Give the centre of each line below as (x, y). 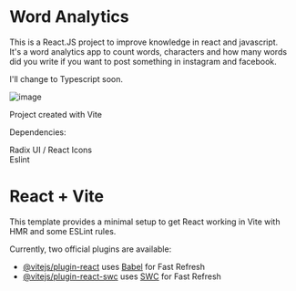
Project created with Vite (56, 114)
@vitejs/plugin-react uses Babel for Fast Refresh (114, 266)
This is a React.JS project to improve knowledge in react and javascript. (144, 42)
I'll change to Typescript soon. (66, 78)
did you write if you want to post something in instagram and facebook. (143, 61)
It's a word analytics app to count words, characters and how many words (148, 51)
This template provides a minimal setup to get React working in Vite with (145, 222)
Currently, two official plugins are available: (91, 249)
